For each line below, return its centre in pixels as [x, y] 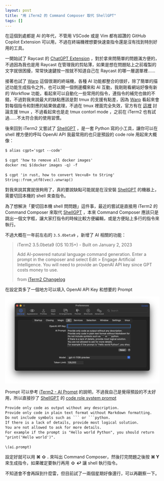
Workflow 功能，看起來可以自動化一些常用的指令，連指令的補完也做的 [81, 94]
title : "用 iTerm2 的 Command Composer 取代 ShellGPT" [61, 15]
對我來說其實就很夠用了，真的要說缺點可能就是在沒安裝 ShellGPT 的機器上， [82, 190]
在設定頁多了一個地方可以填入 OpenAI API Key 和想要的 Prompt [69, 290]
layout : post [18, 10]
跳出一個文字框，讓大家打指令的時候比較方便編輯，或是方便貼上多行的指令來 [82, 219]
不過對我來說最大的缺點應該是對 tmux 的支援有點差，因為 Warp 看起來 [84, 100]
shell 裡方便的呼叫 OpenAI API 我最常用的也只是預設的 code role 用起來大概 [81, 134]
